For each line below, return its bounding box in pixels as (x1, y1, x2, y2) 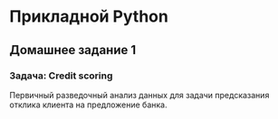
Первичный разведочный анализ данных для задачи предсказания (9, 89, 270, 100)
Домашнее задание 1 (9, 42, 137, 58)
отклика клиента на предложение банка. (9, 99, 168, 110)
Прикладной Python (9, 6, 169, 27)
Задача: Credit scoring (9, 69, 113, 82)
